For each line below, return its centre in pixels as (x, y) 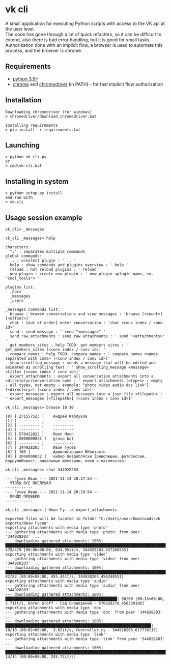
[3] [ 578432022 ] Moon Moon (39, 434)
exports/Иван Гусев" (27, 523)
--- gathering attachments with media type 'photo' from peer (73, 532)
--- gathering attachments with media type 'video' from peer (73, 559)
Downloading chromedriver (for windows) (49, 112)
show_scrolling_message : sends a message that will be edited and (83, 363)
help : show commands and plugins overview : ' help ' (69, 265)
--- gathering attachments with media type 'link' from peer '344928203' (85, 639)
